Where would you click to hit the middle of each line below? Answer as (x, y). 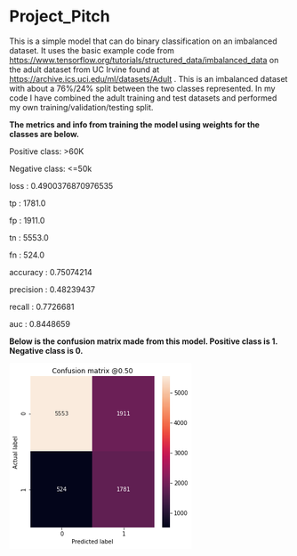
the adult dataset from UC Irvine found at (84, 69)
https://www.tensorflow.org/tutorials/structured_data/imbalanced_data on (144, 60)
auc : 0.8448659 (40, 323)
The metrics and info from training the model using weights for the (135, 124)
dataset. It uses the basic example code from (92, 50)
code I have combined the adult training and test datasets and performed (143, 98)
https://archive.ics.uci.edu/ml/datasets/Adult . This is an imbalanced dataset (148, 78)
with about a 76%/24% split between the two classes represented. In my (142, 88)
